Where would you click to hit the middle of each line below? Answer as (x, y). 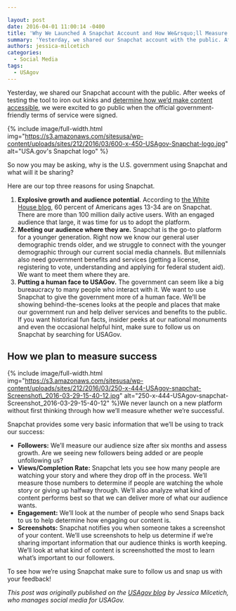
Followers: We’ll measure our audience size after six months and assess (122, 445)
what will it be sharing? (40, 172)
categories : (25, 53)
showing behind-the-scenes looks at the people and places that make (119, 304)
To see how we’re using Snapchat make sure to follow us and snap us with (115, 572)
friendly (19, 115)
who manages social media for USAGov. (66, 600)
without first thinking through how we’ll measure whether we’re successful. (116, 411)
